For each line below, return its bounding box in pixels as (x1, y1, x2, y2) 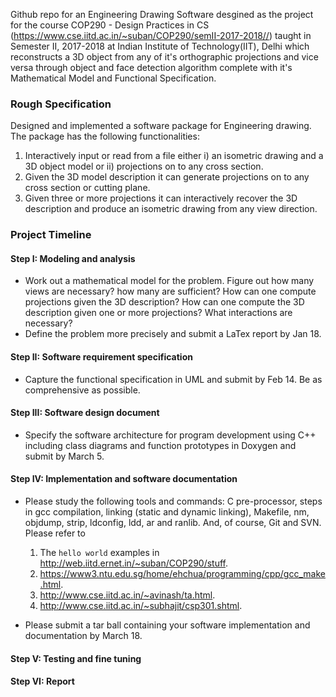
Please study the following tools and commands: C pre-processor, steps (24, 495, 323, 508)
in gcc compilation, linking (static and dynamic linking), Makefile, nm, (24, 506, 310, 518)
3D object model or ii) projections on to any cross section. (24, 160, 264, 173)
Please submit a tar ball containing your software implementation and (24, 619, 311, 631)
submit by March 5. (24, 450, 105, 462)
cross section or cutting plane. (24, 182, 151, 194)
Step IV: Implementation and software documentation (10, 473, 238, 485)
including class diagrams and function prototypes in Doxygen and (24, 439, 297, 451)
